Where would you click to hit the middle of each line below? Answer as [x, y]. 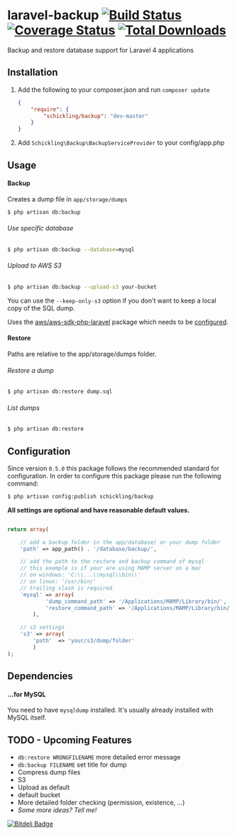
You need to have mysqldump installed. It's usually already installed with [111, 710]
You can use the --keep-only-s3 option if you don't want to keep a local [112, 300]
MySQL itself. [27, 718]
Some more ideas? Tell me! [57, 810]
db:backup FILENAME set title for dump [72, 765]
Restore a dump [31, 370]
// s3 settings [43, 627]
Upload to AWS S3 [34, 266]
